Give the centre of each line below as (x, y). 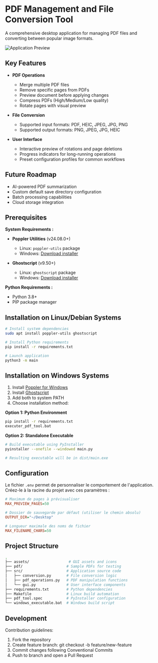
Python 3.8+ (25, 297)
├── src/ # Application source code (63, 571)
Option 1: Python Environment (36, 413)
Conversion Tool (39, 19)
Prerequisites (26, 217)
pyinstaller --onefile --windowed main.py (49, 449)
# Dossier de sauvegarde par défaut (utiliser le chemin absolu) (73, 513)
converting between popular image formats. (49, 38)
